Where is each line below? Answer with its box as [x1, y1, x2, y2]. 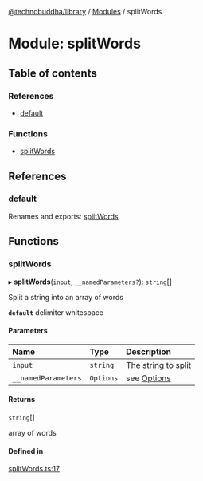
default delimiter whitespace [8, 307, 103, 317]
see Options [126, 373, 171, 384]
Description [126, 346, 171, 357]
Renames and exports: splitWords [8, 211, 119, 221]
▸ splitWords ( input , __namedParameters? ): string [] [8, 277, 173, 286]
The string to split [126, 359, 192, 370]
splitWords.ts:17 [8, 464, 61, 474]
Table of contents [8, 66, 97, 80]
